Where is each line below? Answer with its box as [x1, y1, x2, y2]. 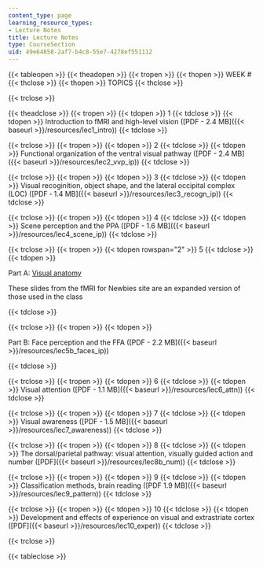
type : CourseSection [8, 41, 76, 49]
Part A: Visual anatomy [8, 268, 82, 278]
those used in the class [8, 292, 83, 301]
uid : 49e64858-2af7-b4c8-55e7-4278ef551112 [8, 48, 153, 56]
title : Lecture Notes [8, 33, 79, 42]
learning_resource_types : [8, 19, 93, 27]
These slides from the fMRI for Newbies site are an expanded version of [8, 284, 241, 293]
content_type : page [8, 11, 72, 20]
